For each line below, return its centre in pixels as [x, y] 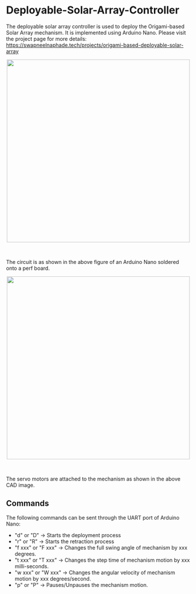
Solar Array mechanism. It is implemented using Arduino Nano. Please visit [96, 32]
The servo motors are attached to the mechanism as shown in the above [93, 479]
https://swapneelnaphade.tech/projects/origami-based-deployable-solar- [95, 45]
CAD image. [20, 485]
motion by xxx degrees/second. [53, 578]
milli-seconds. [32, 566]
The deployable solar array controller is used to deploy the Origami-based [95, 26]
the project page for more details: [46, 39]
